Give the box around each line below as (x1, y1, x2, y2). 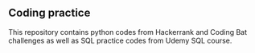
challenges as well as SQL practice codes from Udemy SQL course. (8, 36, 232, 45)
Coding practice (8, 6, 91, 20)
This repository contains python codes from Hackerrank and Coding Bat (8, 27, 248, 36)
